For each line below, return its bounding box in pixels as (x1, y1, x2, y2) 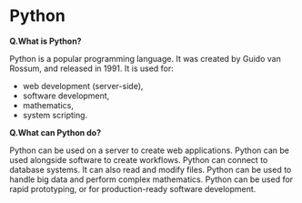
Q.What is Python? (9, 36, 82, 46)
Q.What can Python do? (9, 127, 102, 137)
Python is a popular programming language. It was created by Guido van (9, 53, 282, 64)
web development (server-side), (22, 80, 144, 91)
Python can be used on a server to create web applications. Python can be (9, 145, 289, 156)
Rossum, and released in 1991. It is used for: (9, 63, 175, 74)
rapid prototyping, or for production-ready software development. (9, 183, 257, 194)
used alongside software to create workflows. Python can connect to (9, 154, 268, 165)
